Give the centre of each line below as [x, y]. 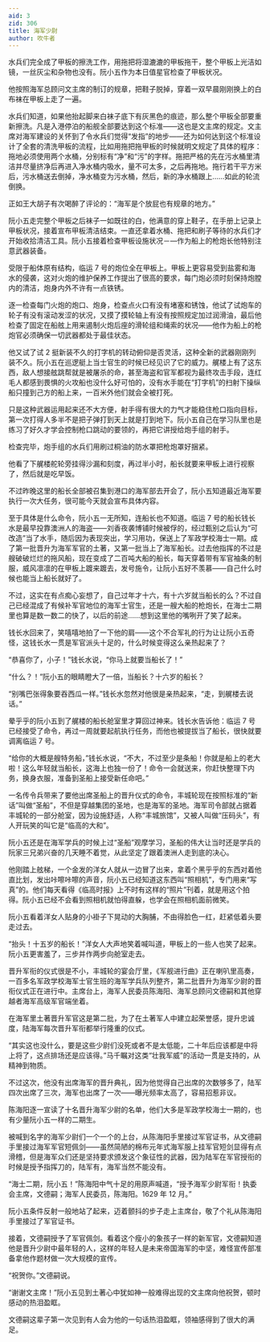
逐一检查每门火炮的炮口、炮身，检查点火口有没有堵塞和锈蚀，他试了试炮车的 [135, 305]
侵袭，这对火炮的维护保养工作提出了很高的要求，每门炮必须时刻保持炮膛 [142, 278]
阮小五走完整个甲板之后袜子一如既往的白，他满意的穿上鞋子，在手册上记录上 [135, 221]
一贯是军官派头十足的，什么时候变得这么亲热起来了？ [138, 643]
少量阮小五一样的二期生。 [57, 1120]
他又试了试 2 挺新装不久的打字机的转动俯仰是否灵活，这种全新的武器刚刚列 [132, 352]
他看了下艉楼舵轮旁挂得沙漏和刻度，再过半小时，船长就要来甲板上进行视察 [131, 464]
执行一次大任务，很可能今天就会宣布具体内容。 [86, 501]
